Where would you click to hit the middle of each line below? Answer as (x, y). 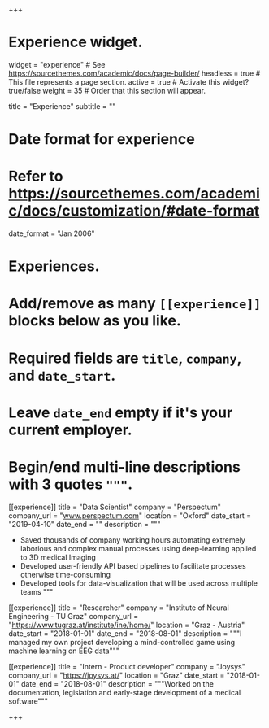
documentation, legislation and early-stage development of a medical (125, 692)
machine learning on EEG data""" (64, 651)
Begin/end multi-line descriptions (125, 467)
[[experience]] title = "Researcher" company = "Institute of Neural (119, 608)
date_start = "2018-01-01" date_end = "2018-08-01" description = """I (125, 633)
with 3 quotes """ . (71, 484)
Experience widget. (76, 42)
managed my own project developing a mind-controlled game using (122, 642)
